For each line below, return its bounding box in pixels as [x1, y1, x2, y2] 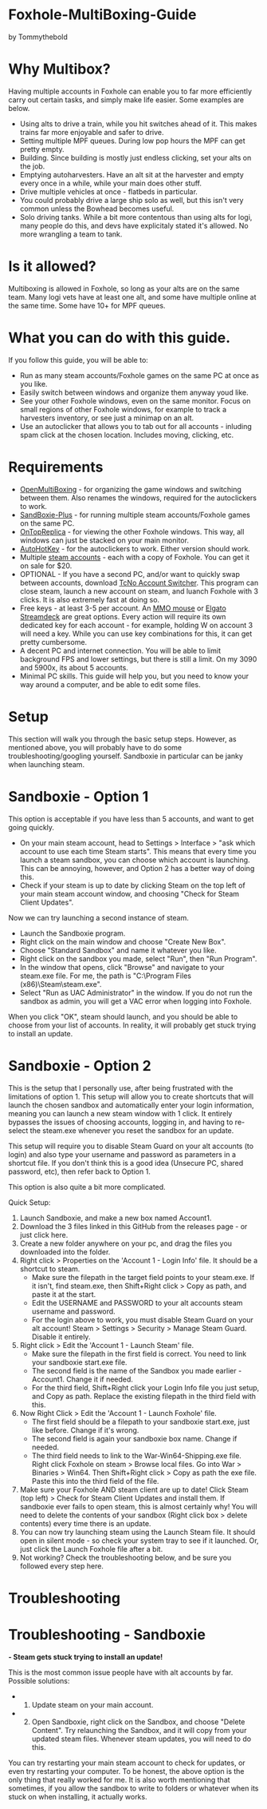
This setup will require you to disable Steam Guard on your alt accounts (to [8, 1141, 253, 1151]
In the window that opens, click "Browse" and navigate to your [19, 962, 225, 972]
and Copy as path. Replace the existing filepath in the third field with [31, 1391, 257, 1401]
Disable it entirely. [31, 1332, 91, 1342]
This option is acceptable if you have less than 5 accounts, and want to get [8, 813, 254, 824]
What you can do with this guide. [8, 329, 231, 347]
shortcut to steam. [19, 1264, 80, 1274]
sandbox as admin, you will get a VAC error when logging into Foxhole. [19, 996, 253, 1006]
